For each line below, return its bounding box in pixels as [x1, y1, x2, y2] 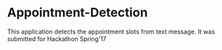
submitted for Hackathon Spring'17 [7, 34, 107, 42]
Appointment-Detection [7, 5, 148, 21]
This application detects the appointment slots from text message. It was [7, 27, 215, 36]
